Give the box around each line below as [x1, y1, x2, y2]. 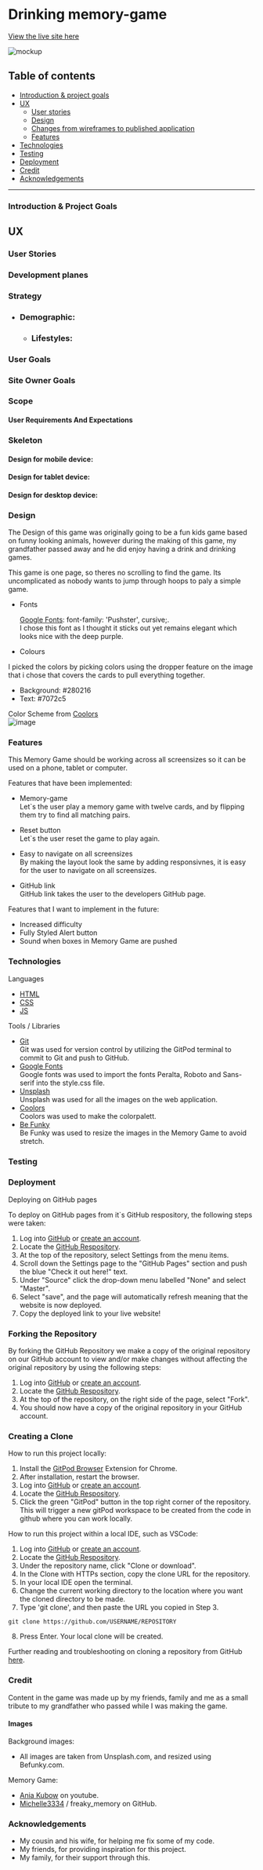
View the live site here [8, 31, 80, 41]
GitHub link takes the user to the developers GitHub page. [19, 889, 206, 899]
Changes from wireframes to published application [31, 123, 195, 133]
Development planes [8, 269, 88, 280]
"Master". [19, 1284, 51, 1293]
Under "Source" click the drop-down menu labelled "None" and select [19, 1275, 247, 1284]
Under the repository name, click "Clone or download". [19, 1561, 197, 1571]
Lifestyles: [31, 332, 73, 343]
